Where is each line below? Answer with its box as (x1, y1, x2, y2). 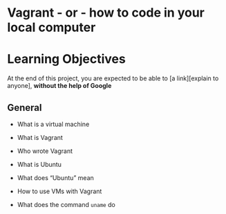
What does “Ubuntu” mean (17, 173, 95, 181)
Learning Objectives (7, 51, 126, 67)
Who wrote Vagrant (17, 147, 73, 155)
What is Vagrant (17, 133, 64, 141)
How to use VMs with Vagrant (17, 187, 102, 195)
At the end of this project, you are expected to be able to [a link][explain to (7, 74, 219, 82)
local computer (7, 19, 96, 35)
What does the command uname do (17, 200, 115, 208)
